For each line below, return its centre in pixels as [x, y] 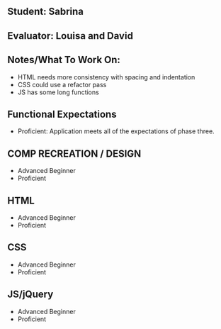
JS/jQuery [30, 295]
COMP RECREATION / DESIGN [74, 154]
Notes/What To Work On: [64, 60]
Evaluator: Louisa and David [70, 36]
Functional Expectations [62, 114]
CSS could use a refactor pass [62, 84]
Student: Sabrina [45, 12]
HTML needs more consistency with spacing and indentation [106, 77]
